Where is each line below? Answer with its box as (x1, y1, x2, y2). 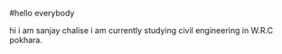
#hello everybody (9, 8, 75, 18)
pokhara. (9, 35, 42, 45)
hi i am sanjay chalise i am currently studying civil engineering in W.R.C (9, 25, 274, 35)
